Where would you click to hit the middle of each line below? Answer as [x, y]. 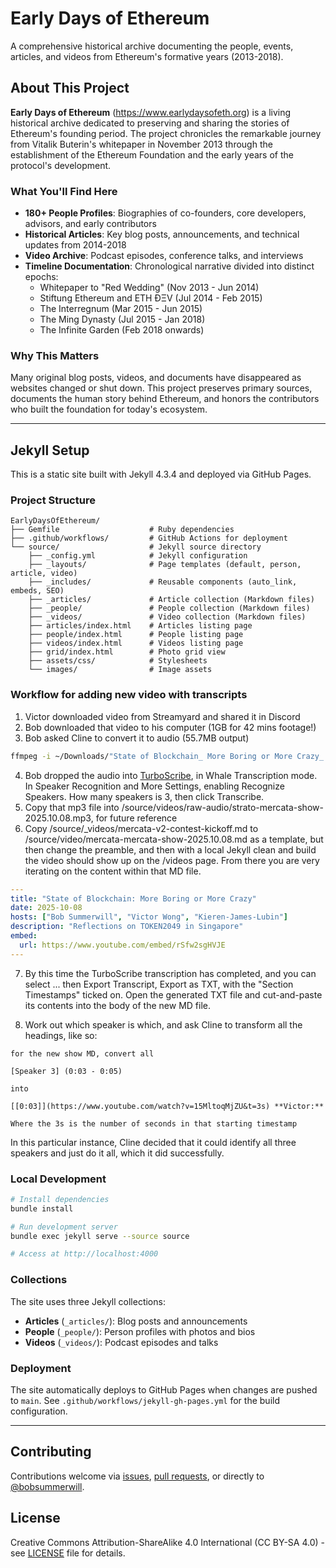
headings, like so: [61, 1035]
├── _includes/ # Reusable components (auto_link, [163, 582]
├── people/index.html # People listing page [136, 635]
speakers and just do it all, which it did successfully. [117, 1153]
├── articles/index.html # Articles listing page [140, 626]
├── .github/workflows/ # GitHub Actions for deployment [149, 538]
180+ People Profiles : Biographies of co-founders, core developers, [165, 213]
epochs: [41, 277]
